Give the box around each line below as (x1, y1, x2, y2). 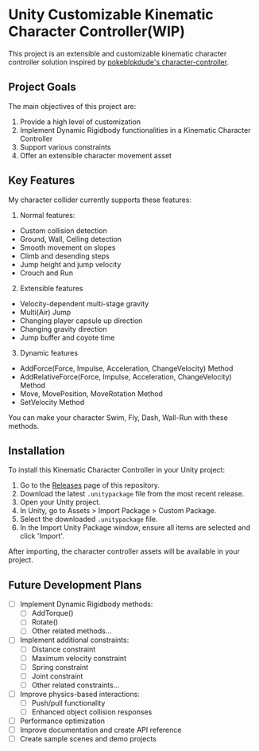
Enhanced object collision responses (31, 706, 153, 717)
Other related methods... (31, 626, 112, 636)
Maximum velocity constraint (31, 653, 127, 663)
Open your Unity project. (19, 497, 101, 507)
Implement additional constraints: (19, 635, 129, 645)
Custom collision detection (19, 225, 107, 235)
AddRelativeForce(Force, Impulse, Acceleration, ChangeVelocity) (19, 372, 232, 381)
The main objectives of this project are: (8, 101, 137, 111)
